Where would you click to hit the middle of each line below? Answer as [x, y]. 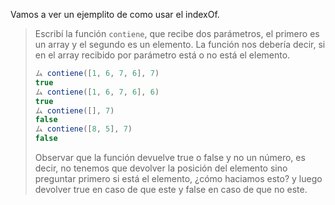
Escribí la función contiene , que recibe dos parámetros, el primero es [177, 33]
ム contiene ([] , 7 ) [74, 110]
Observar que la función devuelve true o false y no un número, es [170, 157]
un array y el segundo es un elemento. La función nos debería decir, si [180, 44]
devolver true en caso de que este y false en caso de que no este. [171, 189]
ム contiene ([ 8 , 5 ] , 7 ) [83, 129]
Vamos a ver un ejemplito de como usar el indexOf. [115, 14]
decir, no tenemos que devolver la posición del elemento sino [161, 168]
